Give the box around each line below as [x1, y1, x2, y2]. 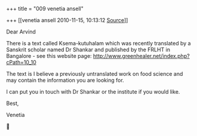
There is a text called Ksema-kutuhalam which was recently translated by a [6, 40, 191, 47]
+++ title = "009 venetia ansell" [6, 5, 84, 12]
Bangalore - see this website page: [6, 52, 92, 59]
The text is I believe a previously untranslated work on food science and [6, 70, 183, 77]
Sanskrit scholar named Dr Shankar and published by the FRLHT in [6, 46, 171, 53]
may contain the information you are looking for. [6, 77, 124, 84]
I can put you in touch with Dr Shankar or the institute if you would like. [6, 88, 180, 95]
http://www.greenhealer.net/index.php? [93, 52, 190, 59]
